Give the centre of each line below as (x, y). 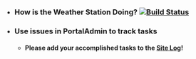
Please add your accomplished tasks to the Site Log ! (104, 48)
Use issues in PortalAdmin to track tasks (86, 31)
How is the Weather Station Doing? (76, 12)
